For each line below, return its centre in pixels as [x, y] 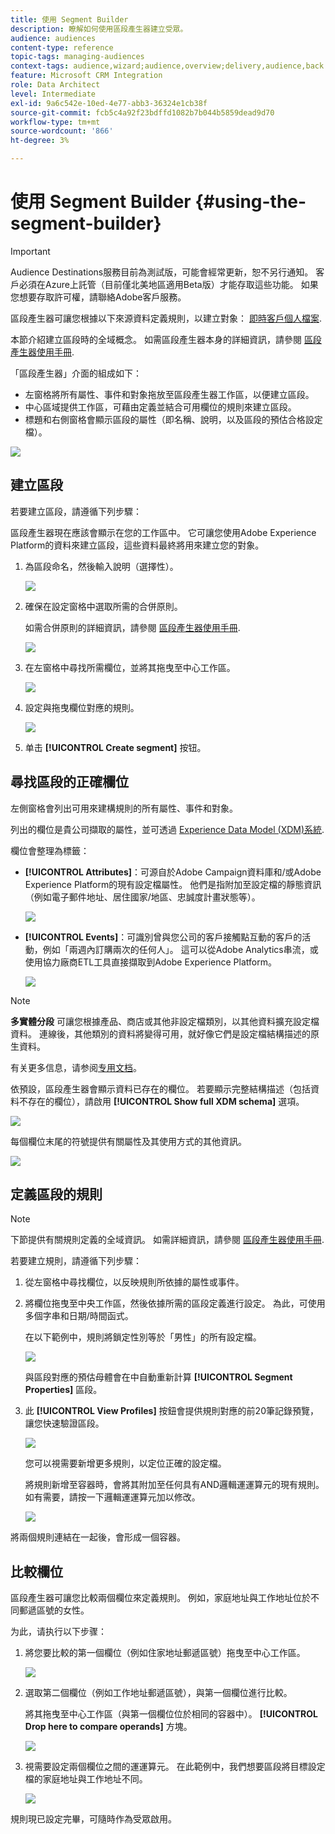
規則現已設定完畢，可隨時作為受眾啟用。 [93, 1819]
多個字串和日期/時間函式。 [79, 1316]
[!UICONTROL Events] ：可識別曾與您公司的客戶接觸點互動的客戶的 [163, 937]
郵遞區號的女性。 [54, 1610]
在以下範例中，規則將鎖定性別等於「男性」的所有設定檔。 [143, 1337]
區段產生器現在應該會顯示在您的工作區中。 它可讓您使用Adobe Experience [163, 532]
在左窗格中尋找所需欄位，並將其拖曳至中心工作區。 [130, 667]
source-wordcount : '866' [62, 131]
